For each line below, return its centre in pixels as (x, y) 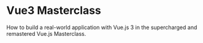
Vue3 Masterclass (54, 11)
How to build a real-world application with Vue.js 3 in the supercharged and (102, 27)
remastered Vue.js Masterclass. (46, 33)
